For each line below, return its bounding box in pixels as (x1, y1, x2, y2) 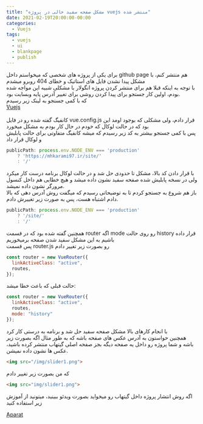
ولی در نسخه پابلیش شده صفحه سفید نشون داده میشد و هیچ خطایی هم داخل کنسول (6, 176, 198, 183)
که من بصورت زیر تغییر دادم (6, 369, 70, 377)
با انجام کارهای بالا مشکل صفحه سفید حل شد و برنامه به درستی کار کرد (6, 327, 168, 335)
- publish (12, 54, 36, 60)
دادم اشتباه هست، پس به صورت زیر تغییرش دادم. (6, 195, 119, 203)
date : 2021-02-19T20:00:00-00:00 (6, 15, 91, 21)
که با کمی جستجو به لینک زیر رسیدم (6, 97, 87, 104)
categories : (6, 20, 36, 26)
